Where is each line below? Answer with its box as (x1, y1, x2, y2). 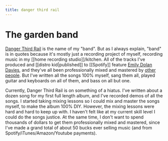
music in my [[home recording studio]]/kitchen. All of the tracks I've (5, 56, 145, 62)
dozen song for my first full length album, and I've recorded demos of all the (5, 92, 163, 98)
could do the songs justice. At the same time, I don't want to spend (5, 114, 144, 120)
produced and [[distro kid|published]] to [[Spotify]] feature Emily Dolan (5, 61, 152, 68)
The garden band (5, 29, 78, 40)
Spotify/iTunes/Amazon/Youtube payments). (5, 130, 97, 136)
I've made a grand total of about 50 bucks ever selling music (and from (5, 124, 152, 130)
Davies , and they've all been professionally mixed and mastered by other (5, 67, 156, 73)
